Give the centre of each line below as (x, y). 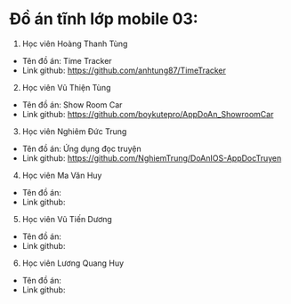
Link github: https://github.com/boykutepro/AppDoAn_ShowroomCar (148, 114)
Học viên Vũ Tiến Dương (67, 219)
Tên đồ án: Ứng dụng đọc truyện (81, 148)
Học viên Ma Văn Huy (62, 175)
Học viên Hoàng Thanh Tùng (75, 44)
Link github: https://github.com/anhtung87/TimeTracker (124, 70)
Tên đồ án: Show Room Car (72, 104)
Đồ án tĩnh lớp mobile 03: (104, 19)
